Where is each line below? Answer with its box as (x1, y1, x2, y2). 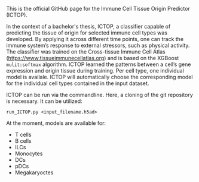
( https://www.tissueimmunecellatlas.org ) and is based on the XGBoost (6, 55, 179, 61)
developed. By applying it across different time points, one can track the (6, 36, 184, 42)
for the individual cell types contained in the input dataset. (6, 80, 149, 87)
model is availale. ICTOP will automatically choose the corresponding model (6, 74, 193, 80)
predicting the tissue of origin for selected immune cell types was (6, 29, 168, 36)
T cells (14, 131, 32, 138)
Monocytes (14, 150, 43, 157)
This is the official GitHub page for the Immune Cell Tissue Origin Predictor (6, 5, 190, 12)
